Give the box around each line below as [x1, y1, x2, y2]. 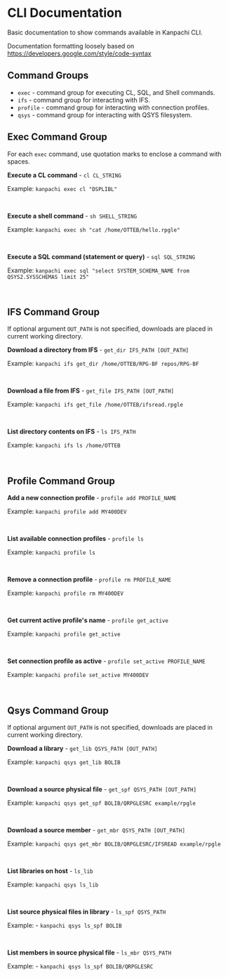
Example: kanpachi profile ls [7, 548, 96, 556]
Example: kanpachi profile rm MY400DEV [7, 589, 124, 598]
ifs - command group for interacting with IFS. [17, 96, 151, 104]
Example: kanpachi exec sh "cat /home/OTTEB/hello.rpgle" [7, 225, 180, 233]
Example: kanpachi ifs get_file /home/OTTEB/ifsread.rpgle [7, 400, 184, 409]
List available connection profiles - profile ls [7, 535, 144, 543]
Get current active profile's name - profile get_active [7, 616, 169, 624]
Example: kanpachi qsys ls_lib [7, 880, 99, 889]
